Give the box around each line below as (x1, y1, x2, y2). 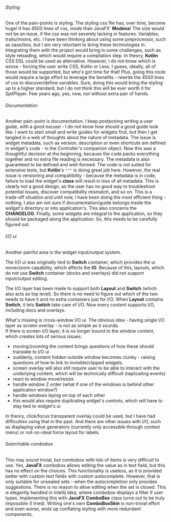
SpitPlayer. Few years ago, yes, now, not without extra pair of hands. (5, 91, 150, 97)
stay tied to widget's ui (12, 403, 61, 409)
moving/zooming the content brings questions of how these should (12, 343, 154, 349)
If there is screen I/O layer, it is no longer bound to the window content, (5, 328, 155, 334)
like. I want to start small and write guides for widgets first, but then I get (5, 129, 158, 135)
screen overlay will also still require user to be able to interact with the (12, 365, 160, 371)
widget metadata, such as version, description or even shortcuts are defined (5, 140, 166, 146)
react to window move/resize (12, 376, 74, 382)
